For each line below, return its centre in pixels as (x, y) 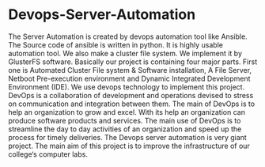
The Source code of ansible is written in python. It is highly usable (116, 44)
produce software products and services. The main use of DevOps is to (125, 120)
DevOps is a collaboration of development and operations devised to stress (131, 95)
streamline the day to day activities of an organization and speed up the (125, 129)
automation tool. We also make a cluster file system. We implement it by (125, 53)
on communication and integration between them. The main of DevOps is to (132, 104)
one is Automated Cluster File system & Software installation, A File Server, (130, 70)
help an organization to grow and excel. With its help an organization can (127, 112)
